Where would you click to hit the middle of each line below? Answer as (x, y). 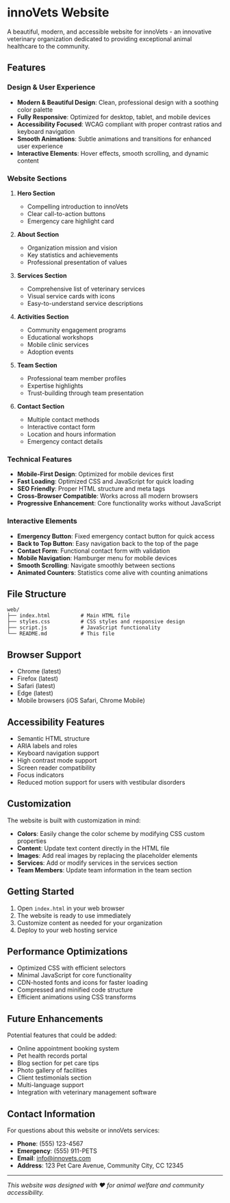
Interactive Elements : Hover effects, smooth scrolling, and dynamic (113, 153)
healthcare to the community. (49, 46)
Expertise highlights (55, 385)
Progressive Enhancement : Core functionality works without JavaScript (119, 503)
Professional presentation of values (77, 262)
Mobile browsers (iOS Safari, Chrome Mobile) (81, 700)
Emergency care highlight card (71, 221)
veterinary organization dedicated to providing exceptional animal (100, 38)
